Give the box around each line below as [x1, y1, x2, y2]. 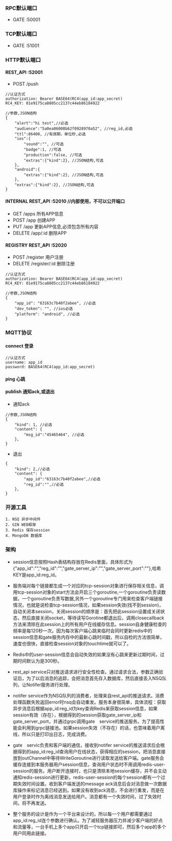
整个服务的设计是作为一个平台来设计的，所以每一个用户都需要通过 [12, 811, 152, 817]
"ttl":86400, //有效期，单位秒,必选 [14, 131, 86, 137]
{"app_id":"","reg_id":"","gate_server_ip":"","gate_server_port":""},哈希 [12, 565, 161, 571]
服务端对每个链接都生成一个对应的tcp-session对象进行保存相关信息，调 [12, 582, 164, 588]
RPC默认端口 [5, 4, 37, 11]
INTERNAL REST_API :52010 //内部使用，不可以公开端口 [5, 198, 125, 204]
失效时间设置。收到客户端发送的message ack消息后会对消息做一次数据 [17, 780, 167, 786]
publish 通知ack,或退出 [5, 388, 55, 395]
